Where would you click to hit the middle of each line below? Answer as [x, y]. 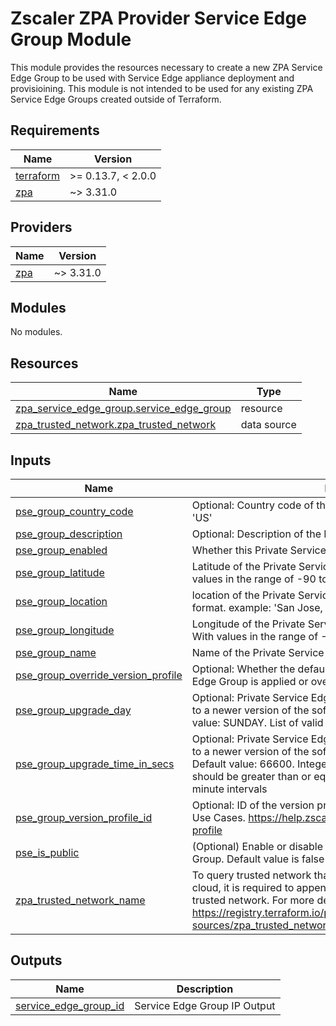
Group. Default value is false [258, 859]
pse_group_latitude [60, 572]
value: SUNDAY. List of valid [257, 722]
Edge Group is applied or [250, 681]
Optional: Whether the [243, 669]
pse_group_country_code [74, 511]
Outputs [36, 960]
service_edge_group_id [70, 1005]
